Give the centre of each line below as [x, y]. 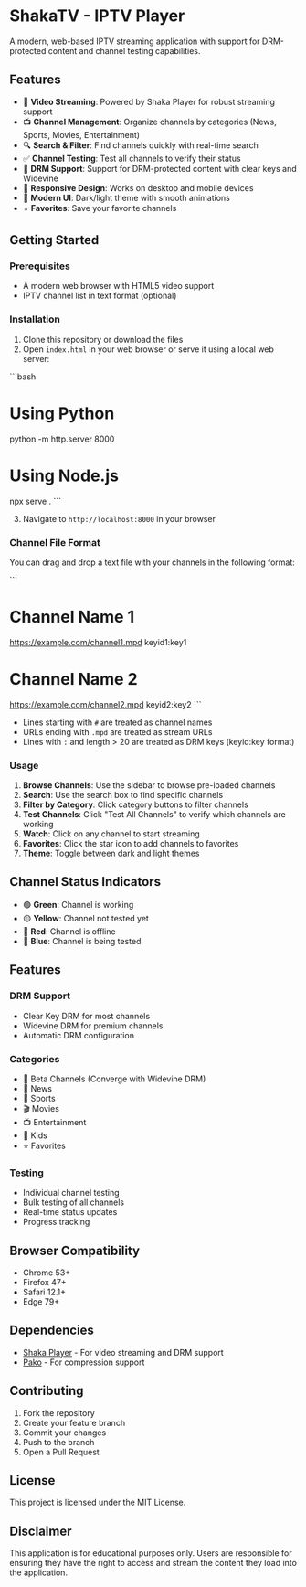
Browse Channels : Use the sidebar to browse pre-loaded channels [149, 785]
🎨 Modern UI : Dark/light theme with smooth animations [126, 197]
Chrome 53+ [47, 1273]
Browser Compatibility [74, 1250]
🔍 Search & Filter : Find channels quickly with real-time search [140, 145]
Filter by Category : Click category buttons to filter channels [135, 804]
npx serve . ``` [36, 501]
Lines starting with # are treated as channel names [117, 722]
